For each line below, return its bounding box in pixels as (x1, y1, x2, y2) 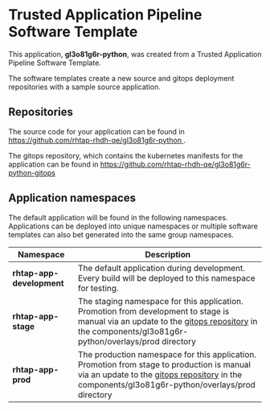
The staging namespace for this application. (77, 295, 243, 306)
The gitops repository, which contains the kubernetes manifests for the (8, 150, 243, 160)
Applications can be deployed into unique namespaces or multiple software (8, 221, 259, 231)
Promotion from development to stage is (77, 306, 230, 317)
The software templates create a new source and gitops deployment (8, 73, 235, 83)
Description (145, 249, 191, 260)
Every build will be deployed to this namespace (77, 272, 256, 283)
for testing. (77, 282, 119, 294)
